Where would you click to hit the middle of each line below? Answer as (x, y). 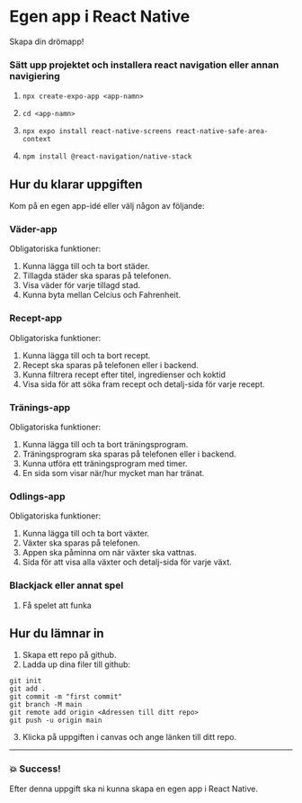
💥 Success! (35, 769)
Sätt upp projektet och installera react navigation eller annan (144, 65)
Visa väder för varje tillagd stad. (81, 285)
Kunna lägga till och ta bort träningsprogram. (105, 444)
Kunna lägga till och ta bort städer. (86, 266)
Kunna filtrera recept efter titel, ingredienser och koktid (124, 374)
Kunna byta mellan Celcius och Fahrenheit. (102, 295)
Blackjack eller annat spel (67, 585)
